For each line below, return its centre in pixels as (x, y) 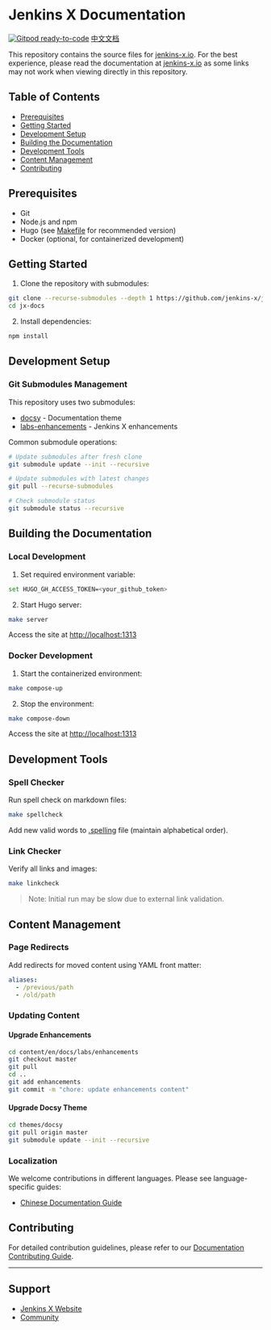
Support (29, 1289)
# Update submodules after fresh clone (75, 457)
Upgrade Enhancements (50, 1034)
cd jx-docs (27, 306)
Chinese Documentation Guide (71, 1202)
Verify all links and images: (53, 869)
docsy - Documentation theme (71, 417)
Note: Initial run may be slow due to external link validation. (126, 899)
